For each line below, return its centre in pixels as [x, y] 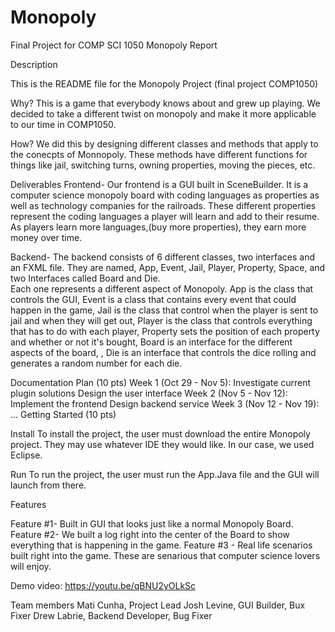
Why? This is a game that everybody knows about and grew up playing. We [165, 103]
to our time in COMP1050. [63, 124]
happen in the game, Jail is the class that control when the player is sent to [164, 310]
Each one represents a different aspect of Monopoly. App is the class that [162, 288]
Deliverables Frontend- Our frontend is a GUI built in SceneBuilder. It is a [159, 184]
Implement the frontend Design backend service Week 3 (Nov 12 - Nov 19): [165, 403]
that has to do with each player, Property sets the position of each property [165, 331]
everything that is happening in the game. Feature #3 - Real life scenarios [161, 545]
